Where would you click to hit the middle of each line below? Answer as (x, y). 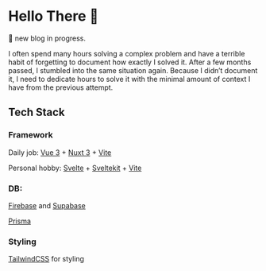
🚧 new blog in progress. (47, 38)
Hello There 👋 (54, 16)
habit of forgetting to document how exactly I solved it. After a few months (130, 62)
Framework (31, 135)
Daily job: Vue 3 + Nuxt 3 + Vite (60, 152)
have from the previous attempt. (61, 87)
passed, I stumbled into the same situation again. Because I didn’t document (133, 70)
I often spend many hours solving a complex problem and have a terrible (127, 53)
